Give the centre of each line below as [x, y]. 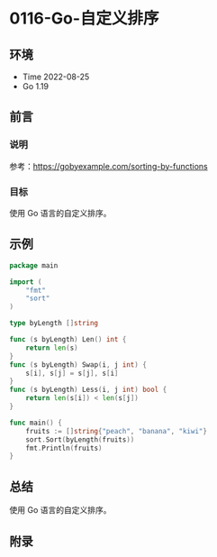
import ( [26, 282]
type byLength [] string [54, 324]
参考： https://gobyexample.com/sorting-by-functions [109, 166]
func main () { [36, 423]
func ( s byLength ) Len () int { [68, 340]
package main [34, 265]
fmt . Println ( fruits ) [64, 448]
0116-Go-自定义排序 [84, 18]
